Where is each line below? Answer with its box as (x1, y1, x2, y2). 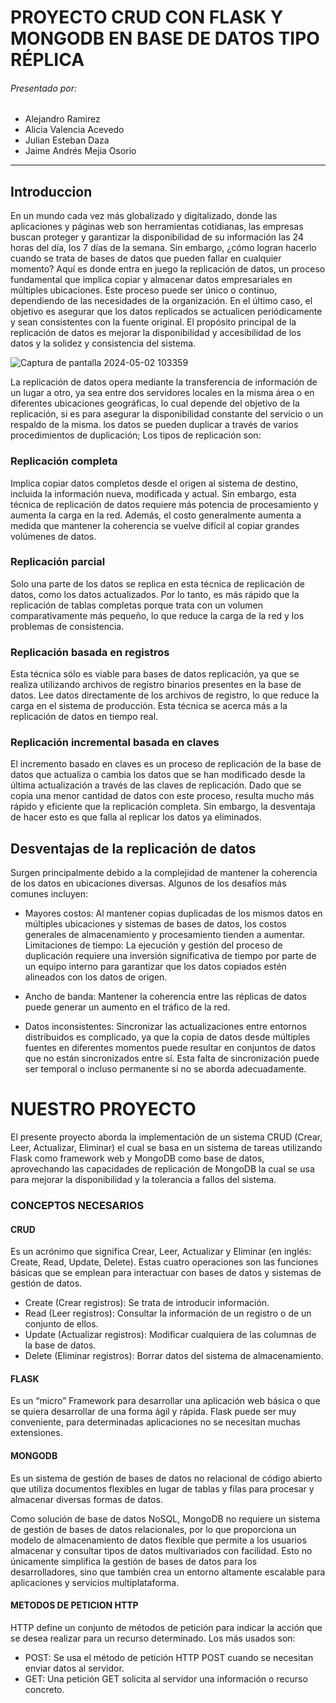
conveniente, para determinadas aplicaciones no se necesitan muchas (10, 1416, 301, 1428)
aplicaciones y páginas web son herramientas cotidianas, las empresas (10, 221, 304, 233)
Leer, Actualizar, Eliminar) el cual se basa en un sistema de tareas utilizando (10, 1142, 323, 1154)
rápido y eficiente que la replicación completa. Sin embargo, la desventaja (10, 801, 316, 813)
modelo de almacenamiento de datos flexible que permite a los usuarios (10, 1534, 307, 1546)
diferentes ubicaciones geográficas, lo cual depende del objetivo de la (10, 397, 300, 410)
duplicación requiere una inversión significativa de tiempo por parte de (24, 950, 317, 962)
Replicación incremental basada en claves (10, 736, 220, 750)
